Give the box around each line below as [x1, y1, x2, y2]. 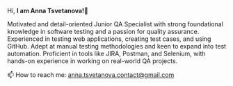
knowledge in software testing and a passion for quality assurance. [7, 28, 200, 35]
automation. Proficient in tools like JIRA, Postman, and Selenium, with [7, 49, 207, 58]
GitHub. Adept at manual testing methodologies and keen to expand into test [7, 42, 227, 50]
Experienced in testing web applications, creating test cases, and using [7, 35, 211, 43]
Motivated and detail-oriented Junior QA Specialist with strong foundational [7, 20, 224, 28]
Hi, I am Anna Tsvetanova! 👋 [7, 7, 88, 15]
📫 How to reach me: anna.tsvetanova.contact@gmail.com [7, 71, 175, 79]
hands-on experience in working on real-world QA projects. [7, 57, 178, 65]
